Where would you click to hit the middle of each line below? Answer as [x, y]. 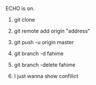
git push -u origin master [44, 42]
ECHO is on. [20, 8]
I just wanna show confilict [46, 76]
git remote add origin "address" [52, 31]
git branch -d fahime [39, 54]
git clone [25, 20]
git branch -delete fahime [44, 65]
